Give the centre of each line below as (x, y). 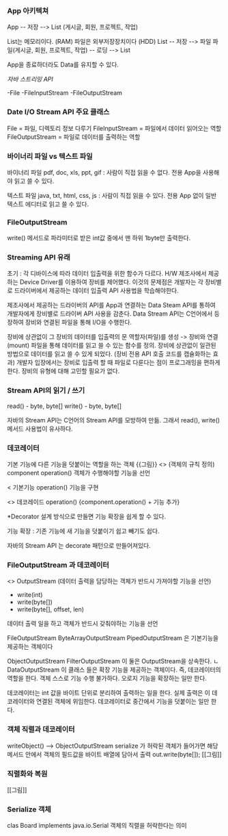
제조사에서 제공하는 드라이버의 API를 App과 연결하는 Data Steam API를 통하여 (112, 305)
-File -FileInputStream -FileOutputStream (65, 93)
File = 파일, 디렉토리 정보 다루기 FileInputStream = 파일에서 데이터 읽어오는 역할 (114, 128)
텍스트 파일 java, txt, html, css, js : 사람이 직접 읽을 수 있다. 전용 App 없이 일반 (112, 195)
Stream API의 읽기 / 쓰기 (46, 390)
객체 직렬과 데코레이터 (41, 729)
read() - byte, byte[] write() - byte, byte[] (64, 406)
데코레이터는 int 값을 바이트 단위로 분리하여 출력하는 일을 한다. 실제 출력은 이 (109, 693)
